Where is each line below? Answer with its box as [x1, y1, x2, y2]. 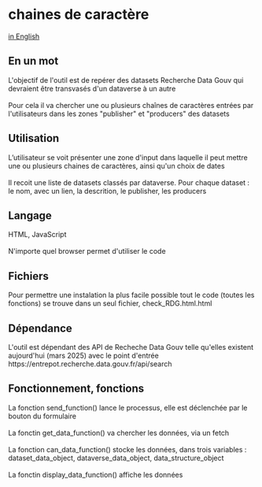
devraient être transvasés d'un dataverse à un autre [8, 84, 176, 93]
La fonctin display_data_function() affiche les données [8, 470, 183, 479]
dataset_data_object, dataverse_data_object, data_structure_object [8, 453, 224, 463]
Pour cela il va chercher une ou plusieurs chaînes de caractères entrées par [8, 100, 254, 110]
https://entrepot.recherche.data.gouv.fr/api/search [8, 359, 172, 368]
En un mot [8, 54, 59, 68]
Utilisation [8, 132, 60, 145]
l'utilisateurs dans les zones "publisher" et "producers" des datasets [8, 109, 230, 118]
